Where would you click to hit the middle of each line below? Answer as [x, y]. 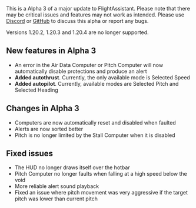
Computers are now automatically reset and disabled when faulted [95, 122]
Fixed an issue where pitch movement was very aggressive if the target [101, 193]
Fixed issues [30, 154]
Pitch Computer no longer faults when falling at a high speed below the [101, 174]
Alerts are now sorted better [49, 129]
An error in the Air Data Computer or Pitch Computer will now [89, 65]
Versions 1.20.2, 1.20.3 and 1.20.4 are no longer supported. [77, 32]
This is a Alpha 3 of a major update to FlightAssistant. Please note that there [98, 9]
